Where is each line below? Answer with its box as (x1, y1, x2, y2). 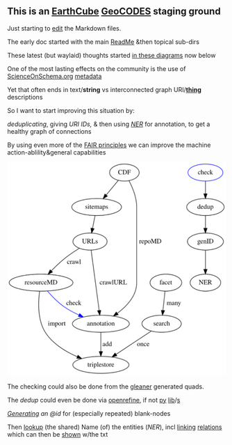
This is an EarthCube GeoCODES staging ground (7, 6, 221, 17)
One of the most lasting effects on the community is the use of (7, 64, 186, 72)
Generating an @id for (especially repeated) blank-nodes (7, 409, 171, 417)
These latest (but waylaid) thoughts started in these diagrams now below (7, 51, 216, 59)
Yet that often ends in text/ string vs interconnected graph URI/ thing (7, 85, 201, 93)
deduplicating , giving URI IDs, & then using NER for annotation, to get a (7, 120, 210, 128)
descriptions (7, 93, 43, 101)
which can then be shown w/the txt (7, 430, 108, 438)
